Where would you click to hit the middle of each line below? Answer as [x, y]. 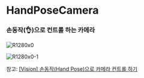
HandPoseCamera [52, 10]
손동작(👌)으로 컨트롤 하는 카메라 [50, 30]
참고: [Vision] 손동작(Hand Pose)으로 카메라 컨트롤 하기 [72, 69]
